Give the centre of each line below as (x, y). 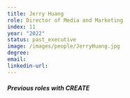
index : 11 (22, 27)
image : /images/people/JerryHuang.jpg (64, 46)
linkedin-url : (28, 66)
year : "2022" (26, 33)
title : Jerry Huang (36, 14)
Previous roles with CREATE (49, 88)
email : (17, 59)
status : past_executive (42, 40)
